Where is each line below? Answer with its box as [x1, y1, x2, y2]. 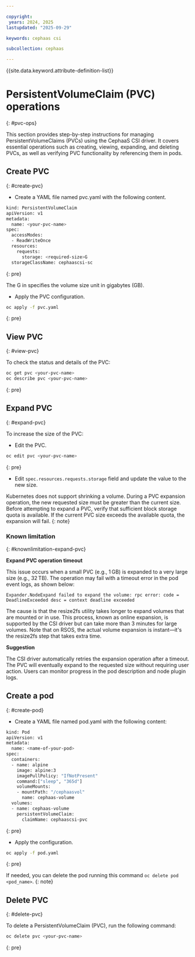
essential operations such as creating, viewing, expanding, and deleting [6, 143, 179, 150]
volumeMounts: [16, 784, 51, 790]
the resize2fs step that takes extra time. [6, 632, 102, 639]
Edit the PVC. [14, 442, 47, 449]
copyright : [6, 14, 33, 19]
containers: [11, 757, 41, 763]
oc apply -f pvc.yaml [6, 304, 59, 310]
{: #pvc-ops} [6, 120, 37, 127]
